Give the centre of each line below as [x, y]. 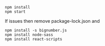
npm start [15, 12]
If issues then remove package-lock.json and [52, 21]
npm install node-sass [29, 35]
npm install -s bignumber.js [36, 30]
